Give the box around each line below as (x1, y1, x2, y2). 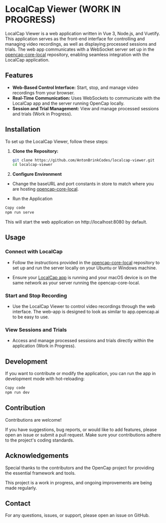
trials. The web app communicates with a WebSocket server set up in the (5, 46, 155, 52)
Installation (5, 125, 41, 134)
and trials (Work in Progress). (12, 111, 72, 117)
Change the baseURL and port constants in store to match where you (12, 181, 154, 187)
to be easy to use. (12, 314, 50, 320)
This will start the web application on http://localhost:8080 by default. (5, 219, 148, 225)
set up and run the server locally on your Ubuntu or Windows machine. (12, 265, 157, 271)
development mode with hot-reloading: (5, 376, 85, 382)
